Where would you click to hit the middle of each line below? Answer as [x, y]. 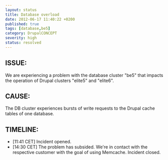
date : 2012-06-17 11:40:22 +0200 [40, 19]
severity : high [21, 38]
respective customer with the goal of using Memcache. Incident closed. [87, 152]
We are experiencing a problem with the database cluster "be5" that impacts [84, 75]
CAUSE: [18, 96]
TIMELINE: [22, 130]
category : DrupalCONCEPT [31, 33]
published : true [22, 24]
